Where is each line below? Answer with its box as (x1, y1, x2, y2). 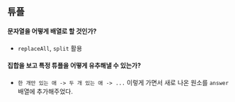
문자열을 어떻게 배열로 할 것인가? (7, 27, 97, 35)
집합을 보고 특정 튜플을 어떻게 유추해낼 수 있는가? (7, 61, 142, 70)
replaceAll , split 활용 (17, 44, 83, 52)
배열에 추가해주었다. (17, 87, 73, 96)
